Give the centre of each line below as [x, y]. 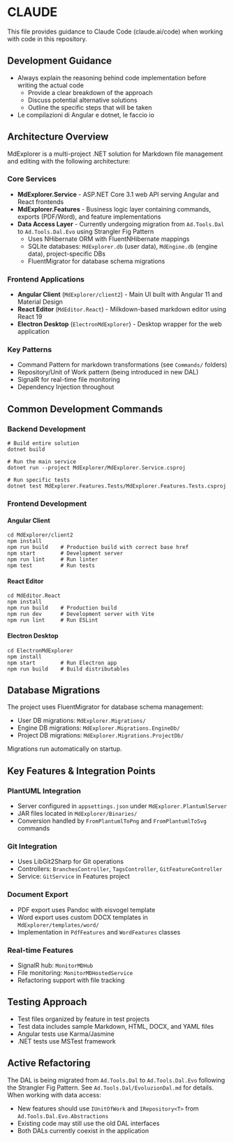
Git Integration [32, 847]
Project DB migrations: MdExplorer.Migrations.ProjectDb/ [100, 735]
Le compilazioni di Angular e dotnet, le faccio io [86, 115]
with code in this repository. [47, 38]
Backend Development [46, 429]
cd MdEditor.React [34, 596]
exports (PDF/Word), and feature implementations [89, 217]
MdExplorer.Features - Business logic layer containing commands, [114, 209]
